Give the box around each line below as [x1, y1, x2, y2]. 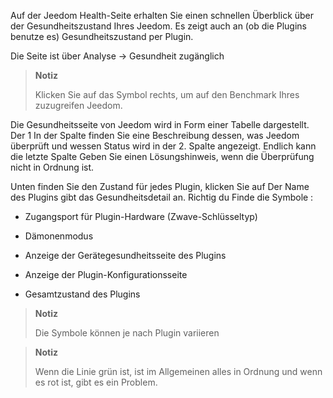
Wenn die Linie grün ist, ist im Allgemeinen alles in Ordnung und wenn [34, 366, 323, 377]
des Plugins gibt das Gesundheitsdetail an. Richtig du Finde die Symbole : [10, 191, 314, 203]
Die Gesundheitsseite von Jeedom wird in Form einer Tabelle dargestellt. [10, 119, 310, 130]
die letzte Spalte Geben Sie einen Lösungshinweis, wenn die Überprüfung [10, 151, 315, 162]
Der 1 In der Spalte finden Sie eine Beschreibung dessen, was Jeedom [10, 130, 300, 141]
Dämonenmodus [24, 230, 94, 242]
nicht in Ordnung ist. [10, 161, 95, 173]
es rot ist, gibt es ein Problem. [34, 376, 158, 388]
